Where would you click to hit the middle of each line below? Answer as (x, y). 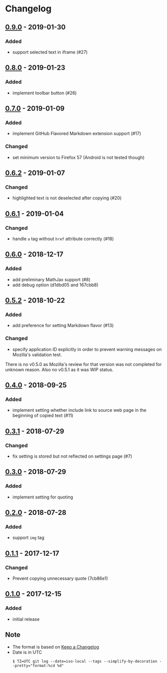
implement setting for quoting (43, 497)
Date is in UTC (27, 652)
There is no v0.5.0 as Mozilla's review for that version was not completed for (83, 364)
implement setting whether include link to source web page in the (79, 410)
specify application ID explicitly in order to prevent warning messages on (87, 349)
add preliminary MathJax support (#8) (51, 279)
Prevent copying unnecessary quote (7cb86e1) (60, 578)
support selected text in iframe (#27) (50, 52)
